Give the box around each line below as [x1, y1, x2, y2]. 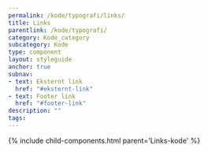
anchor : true [8, 63, 51, 71]
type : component [8, 48, 61, 56]
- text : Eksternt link [8, 77, 83, 85]
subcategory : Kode [8, 41, 69, 49]
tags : [8, 114, 26, 122]
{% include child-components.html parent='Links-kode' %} [8, 136, 201, 145]
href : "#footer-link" [15, 99, 87, 107]
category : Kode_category [8, 33, 90, 42]
